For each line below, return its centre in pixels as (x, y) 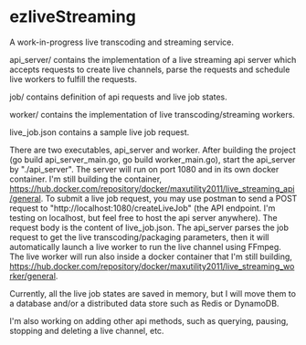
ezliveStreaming (73, 17)
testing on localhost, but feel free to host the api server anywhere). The (143, 217)
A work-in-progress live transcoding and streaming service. (122, 42)
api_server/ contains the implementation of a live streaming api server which (153, 59)
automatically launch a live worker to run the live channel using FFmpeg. (145, 246)
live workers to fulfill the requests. (74, 78)
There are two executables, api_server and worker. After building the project (153, 150)
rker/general (33, 276)
